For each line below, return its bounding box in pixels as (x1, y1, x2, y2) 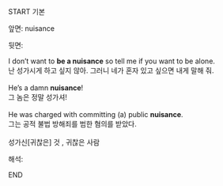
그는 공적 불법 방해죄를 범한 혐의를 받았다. (8, 120, 137, 128)
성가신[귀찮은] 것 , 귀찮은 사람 (8, 138, 100, 146)
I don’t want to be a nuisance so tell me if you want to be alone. (8, 56, 216, 66)
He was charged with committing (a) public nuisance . (8, 110, 183, 119)
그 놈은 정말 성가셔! (8, 93, 67, 101)
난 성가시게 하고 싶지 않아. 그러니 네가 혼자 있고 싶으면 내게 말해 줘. (8, 66, 214, 75)
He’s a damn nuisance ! (8, 83, 84, 93)
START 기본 (8, 7, 46, 16)
